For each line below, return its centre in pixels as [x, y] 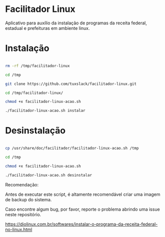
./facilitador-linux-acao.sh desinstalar [49, 175]
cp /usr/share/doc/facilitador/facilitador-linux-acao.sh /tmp [72, 148]
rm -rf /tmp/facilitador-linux [38, 66]
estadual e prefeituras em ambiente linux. [48, 28]
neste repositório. [23, 214]
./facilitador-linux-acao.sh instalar [45, 111]
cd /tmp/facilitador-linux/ [34, 93]
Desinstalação [35, 131]
